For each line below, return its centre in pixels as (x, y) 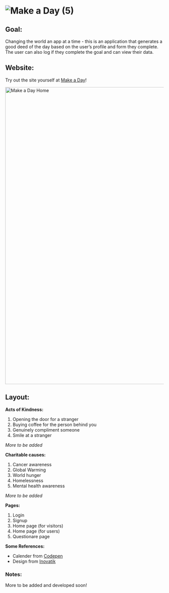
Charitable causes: (26, 455)
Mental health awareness (39, 486)
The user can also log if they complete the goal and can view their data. (79, 52)
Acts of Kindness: (24, 409)
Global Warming (29, 470)
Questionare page (31, 536)
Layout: (17, 397)
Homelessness (28, 480)
